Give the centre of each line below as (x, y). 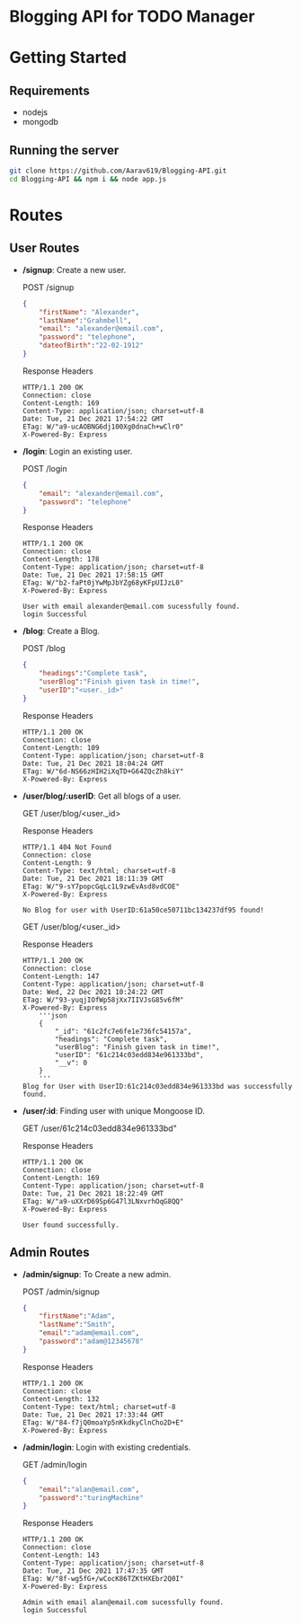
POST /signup (48, 287)
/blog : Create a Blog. (61, 631)
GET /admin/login (55, 1464)
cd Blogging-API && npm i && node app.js (88, 179)
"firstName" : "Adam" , (77, 1316)
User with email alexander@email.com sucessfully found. (131, 607)
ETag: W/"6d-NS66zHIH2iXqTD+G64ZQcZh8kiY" (103, 771)
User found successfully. (71, 1225)
